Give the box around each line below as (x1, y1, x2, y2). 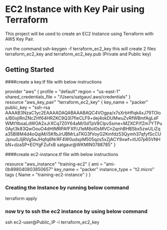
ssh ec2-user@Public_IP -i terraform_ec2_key (5, 219, 100, 225)
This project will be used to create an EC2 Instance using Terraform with (5, 30, 154, 36)
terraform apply (5, 195, 37, 201)
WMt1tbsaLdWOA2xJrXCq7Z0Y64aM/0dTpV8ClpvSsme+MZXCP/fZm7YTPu (5, 120, 163, 126)
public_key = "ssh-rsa (5, 104, 50, 110)
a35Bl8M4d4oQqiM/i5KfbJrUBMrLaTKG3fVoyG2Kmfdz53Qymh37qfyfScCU (5, 131, 162, 137)
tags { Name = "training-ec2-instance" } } (5, 171, 91, 177)
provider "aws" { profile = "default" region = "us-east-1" (5, 88, 121, 94)
